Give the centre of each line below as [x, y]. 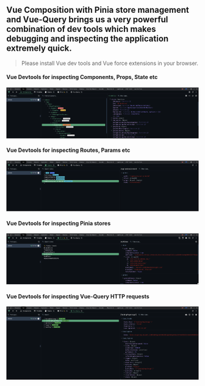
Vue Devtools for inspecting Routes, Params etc [68, 150]
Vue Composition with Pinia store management [98, 10]
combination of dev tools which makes [81, 29]
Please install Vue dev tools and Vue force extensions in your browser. [110, 63]
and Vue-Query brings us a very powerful [87, 20]
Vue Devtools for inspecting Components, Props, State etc [82, 77]
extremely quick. [39, 48]
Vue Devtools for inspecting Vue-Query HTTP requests [78, 296]
